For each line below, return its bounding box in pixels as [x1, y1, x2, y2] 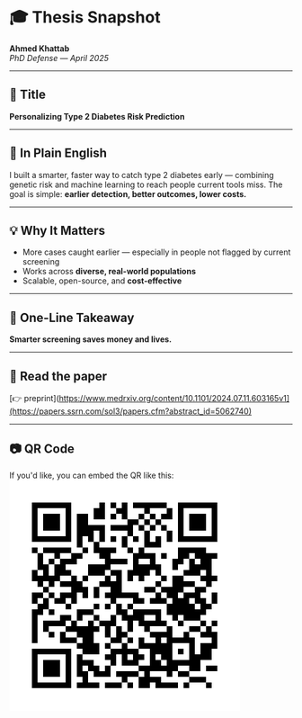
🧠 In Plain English [9, 146, 108, 161]
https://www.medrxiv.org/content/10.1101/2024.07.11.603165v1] [58, 393, 290, 403]
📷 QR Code [9, 442, 75, 457]
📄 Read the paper [9, 368, 108, 383]
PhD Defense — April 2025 [9, 52, 110, 63]
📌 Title [9, 87, 47, 103]
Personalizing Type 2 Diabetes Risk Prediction [9, 111, 185, 121]
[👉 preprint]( [9, 393, 60, 403]
